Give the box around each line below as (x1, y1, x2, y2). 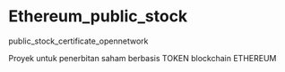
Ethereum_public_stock (8, 6, 188, 27)
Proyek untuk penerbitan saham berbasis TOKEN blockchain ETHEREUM (8, 52, 277, 63)
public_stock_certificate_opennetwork (8, 36, 149, 46)
